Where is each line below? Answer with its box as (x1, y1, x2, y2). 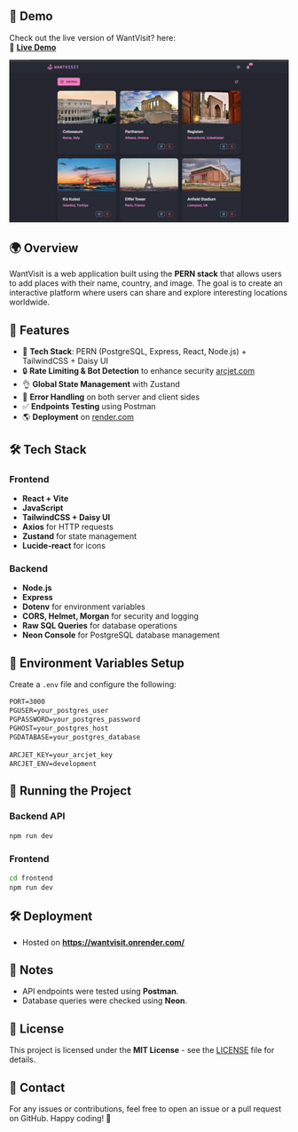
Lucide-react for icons (21, 540, 106, 550)
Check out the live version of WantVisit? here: (9, 32, 176, 43)
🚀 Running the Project (9, 783, 131, 799)
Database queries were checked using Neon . (21, 995, 188, 1006)
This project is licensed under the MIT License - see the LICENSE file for (9, 1045, 275, 1056)
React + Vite (21, 493, 69, 503)
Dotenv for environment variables (21, 601, 146, 613)
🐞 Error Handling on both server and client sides (21, 392, 200, 402)
